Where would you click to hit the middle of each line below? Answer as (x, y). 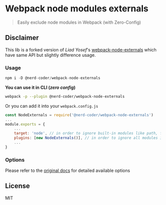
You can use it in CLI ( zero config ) (40, 87)
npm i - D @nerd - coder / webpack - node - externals (53, 78)
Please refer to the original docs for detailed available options (68, 170)
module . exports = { (25, 124)
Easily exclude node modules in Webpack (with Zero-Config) (79, 22)
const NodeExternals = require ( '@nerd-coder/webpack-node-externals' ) (79, 115)
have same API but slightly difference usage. (51, 55)
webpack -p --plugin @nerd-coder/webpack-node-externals (65, 96)
